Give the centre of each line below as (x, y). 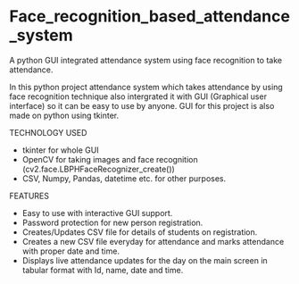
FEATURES (29, 196)
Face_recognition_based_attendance (149, 17)
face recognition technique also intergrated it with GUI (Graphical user (138, 96)
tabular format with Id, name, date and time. (103, 270)
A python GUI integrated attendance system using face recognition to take (146, 60)
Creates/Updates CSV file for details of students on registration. (140, 232)
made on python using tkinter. (64, 115)
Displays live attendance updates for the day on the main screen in (145, 260)
